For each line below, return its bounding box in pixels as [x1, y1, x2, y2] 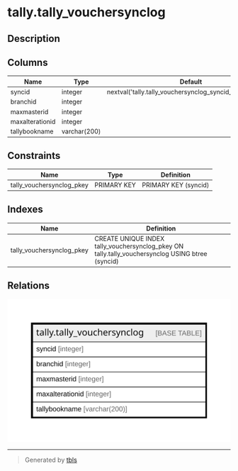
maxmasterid [10, 107, 49, 116]
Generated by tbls [24, 455, 78, 464]
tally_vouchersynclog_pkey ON [94, 242, 184, 250]
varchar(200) [61, 127, 101, 135]
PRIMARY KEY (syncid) [142, 181, 210, 189]
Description [7, 33, 60, 45]
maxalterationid [10, 117, 56, 126]
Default [179, 77, 203, 86]
